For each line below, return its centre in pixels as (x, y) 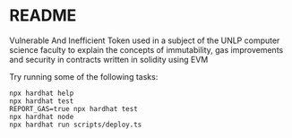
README (43, 16)
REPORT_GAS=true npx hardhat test (74, 108)
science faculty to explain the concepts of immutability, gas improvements (146, 49)
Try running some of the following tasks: (84, 76)
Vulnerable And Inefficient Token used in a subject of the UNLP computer (145, 40)
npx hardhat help (42, 93)
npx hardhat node (42, 116)
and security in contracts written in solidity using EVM (109, 59)
